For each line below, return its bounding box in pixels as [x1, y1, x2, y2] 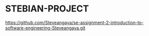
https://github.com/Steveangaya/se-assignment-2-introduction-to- [5, 19, 144, 25]
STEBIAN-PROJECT [5, 3, 89, 14]
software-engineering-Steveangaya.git [5, 24, 86, 30]
